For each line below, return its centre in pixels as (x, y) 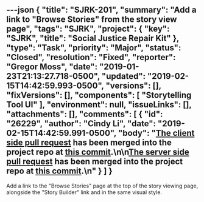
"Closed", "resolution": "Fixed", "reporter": (91, 57)
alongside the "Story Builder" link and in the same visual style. (84, 192)
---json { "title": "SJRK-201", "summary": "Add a (101, 10)
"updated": (124, 76)
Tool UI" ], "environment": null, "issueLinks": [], (99, 105)
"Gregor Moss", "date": (52, 67)
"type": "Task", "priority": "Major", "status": (94, 48)
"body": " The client (156, 133)
